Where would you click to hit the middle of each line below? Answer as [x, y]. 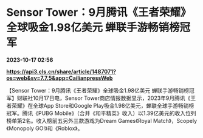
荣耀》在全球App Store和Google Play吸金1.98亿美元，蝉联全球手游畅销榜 [103, 105]
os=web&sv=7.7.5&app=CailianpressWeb [60, 78]
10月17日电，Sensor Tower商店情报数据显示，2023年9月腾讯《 [112, 98]
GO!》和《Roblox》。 [59, 128]
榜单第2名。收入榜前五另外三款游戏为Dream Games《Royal [79, 120]
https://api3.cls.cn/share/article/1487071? [61, 71]
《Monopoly [20, 128]
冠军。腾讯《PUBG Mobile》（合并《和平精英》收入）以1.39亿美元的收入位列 [101, 113]
